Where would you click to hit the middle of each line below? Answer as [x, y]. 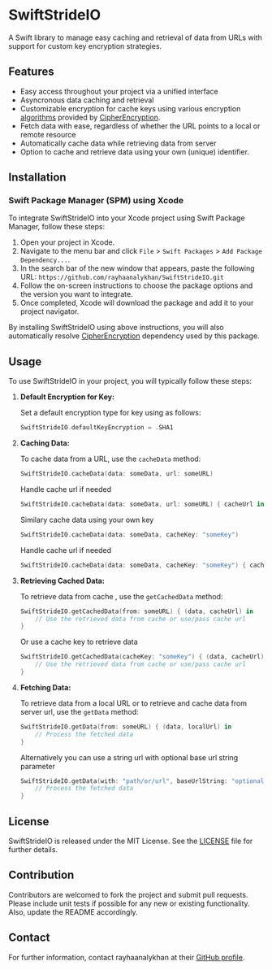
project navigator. [50, 311]
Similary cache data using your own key [87, 520]
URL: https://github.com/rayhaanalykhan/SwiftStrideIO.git [122, 277]
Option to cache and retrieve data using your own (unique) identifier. [135, 151]
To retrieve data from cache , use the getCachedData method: [121, 596]
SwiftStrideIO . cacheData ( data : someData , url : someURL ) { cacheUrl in [142, 504]
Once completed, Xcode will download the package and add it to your [137, 303]
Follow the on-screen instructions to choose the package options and [136, 285]
